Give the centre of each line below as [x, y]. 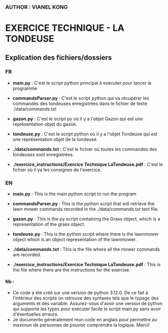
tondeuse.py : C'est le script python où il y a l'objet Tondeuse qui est [85, 134]
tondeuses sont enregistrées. [43, 154]
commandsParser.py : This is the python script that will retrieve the [83, 204]
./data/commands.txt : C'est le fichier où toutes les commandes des [85, 149]
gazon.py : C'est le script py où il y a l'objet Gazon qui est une [78, 119]
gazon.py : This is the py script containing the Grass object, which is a [86, 219]
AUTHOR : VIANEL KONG [37, 7]
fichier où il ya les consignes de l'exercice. [57, 170]
